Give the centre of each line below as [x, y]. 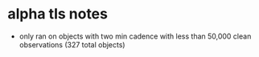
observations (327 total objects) [72, 44]
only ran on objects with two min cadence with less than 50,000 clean [135, 36]
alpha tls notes [58, 14]
